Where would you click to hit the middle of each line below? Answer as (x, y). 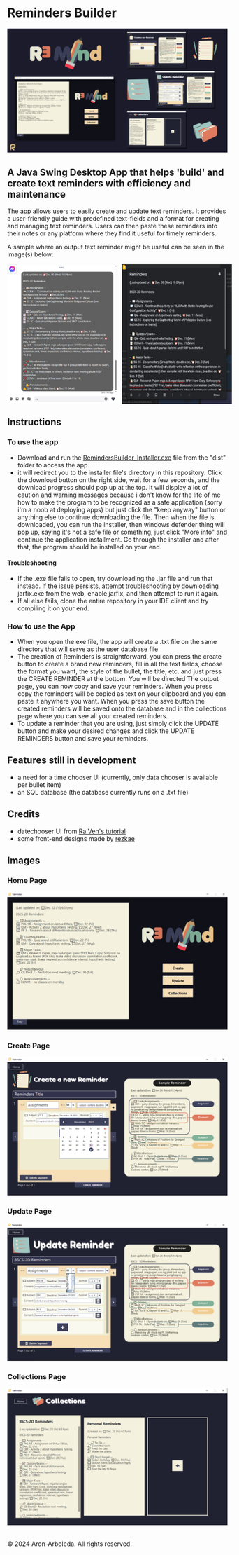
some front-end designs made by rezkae (76, 838)
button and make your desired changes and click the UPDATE (106, 731)
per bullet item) (39, 785)
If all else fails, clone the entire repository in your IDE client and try (113, 601)
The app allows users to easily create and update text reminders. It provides (117, 211)
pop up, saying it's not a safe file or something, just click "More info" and (122, 532)
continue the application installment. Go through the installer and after (118, 539)
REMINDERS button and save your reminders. (83, 739)
